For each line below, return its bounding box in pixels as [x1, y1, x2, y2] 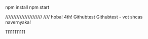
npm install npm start [5, 4, 50, 10]
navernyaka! [5, 19, 31, 25]
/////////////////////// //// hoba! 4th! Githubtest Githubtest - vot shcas [5, 14, 143, 19]
